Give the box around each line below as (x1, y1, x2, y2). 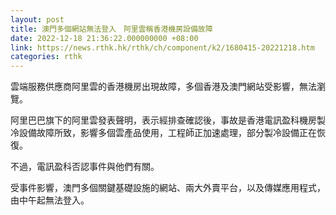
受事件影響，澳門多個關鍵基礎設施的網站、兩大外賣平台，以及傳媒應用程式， (10, 182, 326, 194)
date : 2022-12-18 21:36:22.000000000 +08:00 (10, 33, 199, 43)
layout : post (10, 14, 65, 25)
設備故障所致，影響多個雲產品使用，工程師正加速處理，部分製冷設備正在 (18, 127, 317, 139)
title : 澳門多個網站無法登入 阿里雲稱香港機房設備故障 (10, 24, 213, 34)
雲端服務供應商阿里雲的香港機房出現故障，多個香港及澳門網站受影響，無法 (10, 81, 317, 93)
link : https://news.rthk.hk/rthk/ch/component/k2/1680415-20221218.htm (10, 42, 315, 53)
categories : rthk (10, 52, 83, 62)
